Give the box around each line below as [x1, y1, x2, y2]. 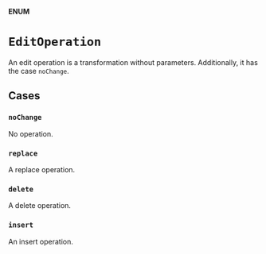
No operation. [8, 129, 53, 138]
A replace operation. [8, 164, 76, 174]
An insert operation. [8, 237, 74, 246]
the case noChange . [8, 66, 69, 75]
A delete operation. [8, 201, 72, 210]
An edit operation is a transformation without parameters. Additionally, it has [8, 57, 259, 67]
